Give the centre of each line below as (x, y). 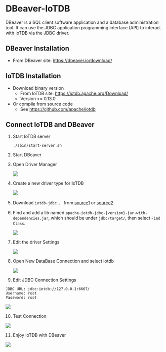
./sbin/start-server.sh (37, 146)
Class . (19, 223)
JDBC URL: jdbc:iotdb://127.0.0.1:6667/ (48, 289)
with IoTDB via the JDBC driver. (38, 33)
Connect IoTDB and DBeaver (50, 124)
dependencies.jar (31, 219)
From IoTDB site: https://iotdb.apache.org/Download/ (74, 93)
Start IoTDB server (32, 136)
